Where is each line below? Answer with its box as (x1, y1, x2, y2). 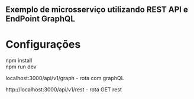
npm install (5, 57, 33, 64)
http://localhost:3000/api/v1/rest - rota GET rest (5, 86, 122, 93)
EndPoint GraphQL (5, 14, 75, 24)
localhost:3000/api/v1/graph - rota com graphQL (5, 75, 125, 82)
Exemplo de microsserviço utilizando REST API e (5, 5, 189, 15)
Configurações (5, 38, 81, 51)
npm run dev (5, 63, 37, 70)
